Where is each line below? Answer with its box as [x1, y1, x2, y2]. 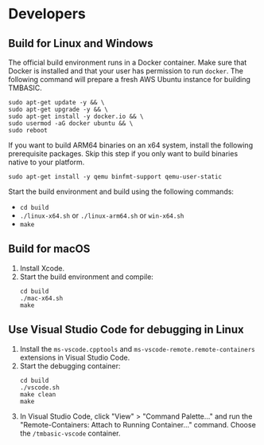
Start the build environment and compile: [19, 272, 153, 282]
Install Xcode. [19, 263, 65, 273]
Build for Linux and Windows [8, 37, 153, 50]
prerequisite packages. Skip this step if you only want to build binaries [8, 149, 239, 158]
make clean [19, 390, 56, 399]
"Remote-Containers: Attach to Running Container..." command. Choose [19, 419, 256, 429]
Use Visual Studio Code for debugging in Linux [8, 323, 244, 337]
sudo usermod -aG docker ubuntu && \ [8, 120, 134, 128]
